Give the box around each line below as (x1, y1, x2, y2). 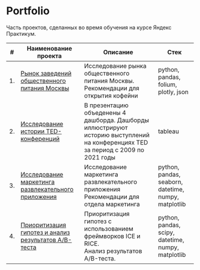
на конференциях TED (84, 138, 148, 146)
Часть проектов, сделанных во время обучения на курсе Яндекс (6, 24, 172, 31)
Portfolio (6, 4, 50, 18)
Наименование (26, 44, 73, 52)
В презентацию (84, 101, 129, 109)
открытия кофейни (84, 91, 138, 99)
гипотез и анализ (20, 228, 70, 236)
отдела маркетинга (84, 200, 140, 208)
